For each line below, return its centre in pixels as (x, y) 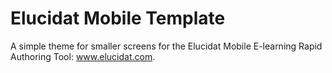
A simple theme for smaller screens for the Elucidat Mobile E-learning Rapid (166, 46)
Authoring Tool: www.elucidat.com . (83, 56)
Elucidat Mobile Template (118, 18)
